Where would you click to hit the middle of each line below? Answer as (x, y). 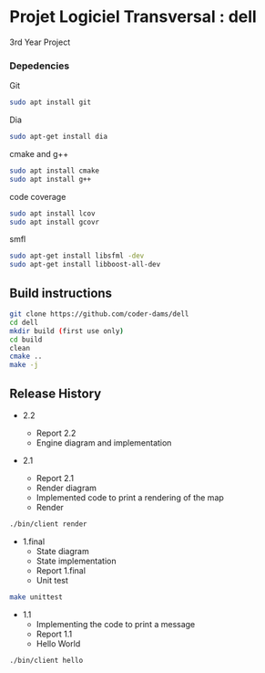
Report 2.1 (55, 478)
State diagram (62, 551)
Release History (56, 393)
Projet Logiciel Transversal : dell (133, 17)
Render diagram (66, 488)
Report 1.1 (54, 634)
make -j (24, 365)
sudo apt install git (51, 102)
